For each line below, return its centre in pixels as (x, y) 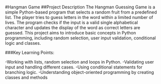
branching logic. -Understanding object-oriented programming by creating (80, 72)
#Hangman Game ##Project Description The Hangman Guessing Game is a (80, 7)
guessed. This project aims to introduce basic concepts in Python (71, 33)
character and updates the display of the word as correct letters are (73, 28)
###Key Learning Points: (30, 52)
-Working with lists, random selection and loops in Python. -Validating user (80, 62)
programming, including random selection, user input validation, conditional (80, 38)
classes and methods (26, 77)
